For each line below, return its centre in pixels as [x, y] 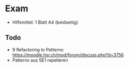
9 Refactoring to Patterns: [38, 49]
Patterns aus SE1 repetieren [40, 60]
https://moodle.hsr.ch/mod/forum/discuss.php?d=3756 [68, 55]
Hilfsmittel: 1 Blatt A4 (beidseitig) [45, 22]
